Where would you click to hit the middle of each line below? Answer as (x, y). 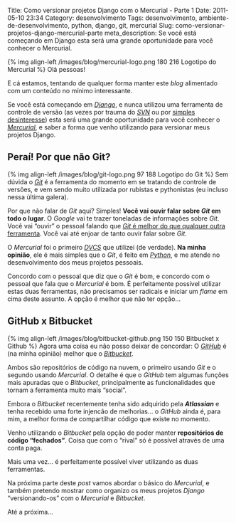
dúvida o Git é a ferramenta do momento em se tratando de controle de (112, 181)
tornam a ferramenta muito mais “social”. (67, 390)
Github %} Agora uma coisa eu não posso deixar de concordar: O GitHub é (117, 346)
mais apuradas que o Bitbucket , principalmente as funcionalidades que (111, 382)
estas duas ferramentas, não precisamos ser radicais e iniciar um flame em (117, 291)
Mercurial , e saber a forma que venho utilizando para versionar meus (109, 127)
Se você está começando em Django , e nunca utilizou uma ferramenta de (115, 105)
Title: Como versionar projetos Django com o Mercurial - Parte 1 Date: (109, 10)
